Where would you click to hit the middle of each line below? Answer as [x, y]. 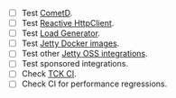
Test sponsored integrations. [74, 64]
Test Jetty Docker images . [70, 43]
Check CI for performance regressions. [94, 84]
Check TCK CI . [49, 74]
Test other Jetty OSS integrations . [84, 54]
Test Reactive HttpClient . [68, 23]
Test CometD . [47, 13]
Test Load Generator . [61, 33]
